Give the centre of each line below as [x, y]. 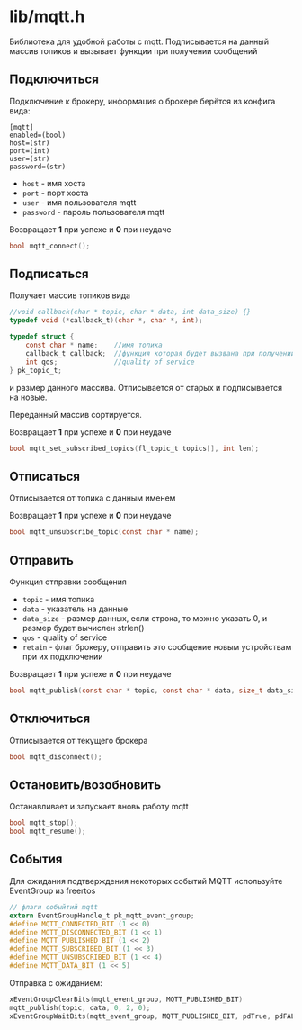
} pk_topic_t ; [36, 370]
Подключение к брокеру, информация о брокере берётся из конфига [142, 101]
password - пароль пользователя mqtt [93, 212]
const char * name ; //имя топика [94, 345]
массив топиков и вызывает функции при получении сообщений [133, 50]
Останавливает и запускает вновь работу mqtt [99, 807]
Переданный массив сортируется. [75, 414]
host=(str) [30, 143]
